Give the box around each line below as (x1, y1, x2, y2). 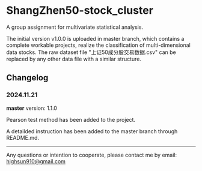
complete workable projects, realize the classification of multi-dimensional (6, 41, 191, 49)
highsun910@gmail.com (6, 157, 66, 165)
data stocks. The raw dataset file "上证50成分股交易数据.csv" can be (6, 49, 176, 56)
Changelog (6, 73, 49, 83)
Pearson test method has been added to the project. (6, 116, 136, 123)
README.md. (6, 134, 40, 141)
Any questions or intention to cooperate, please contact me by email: (6, 151, 177, 158)
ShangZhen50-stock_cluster (6, 4, 153, 17)
